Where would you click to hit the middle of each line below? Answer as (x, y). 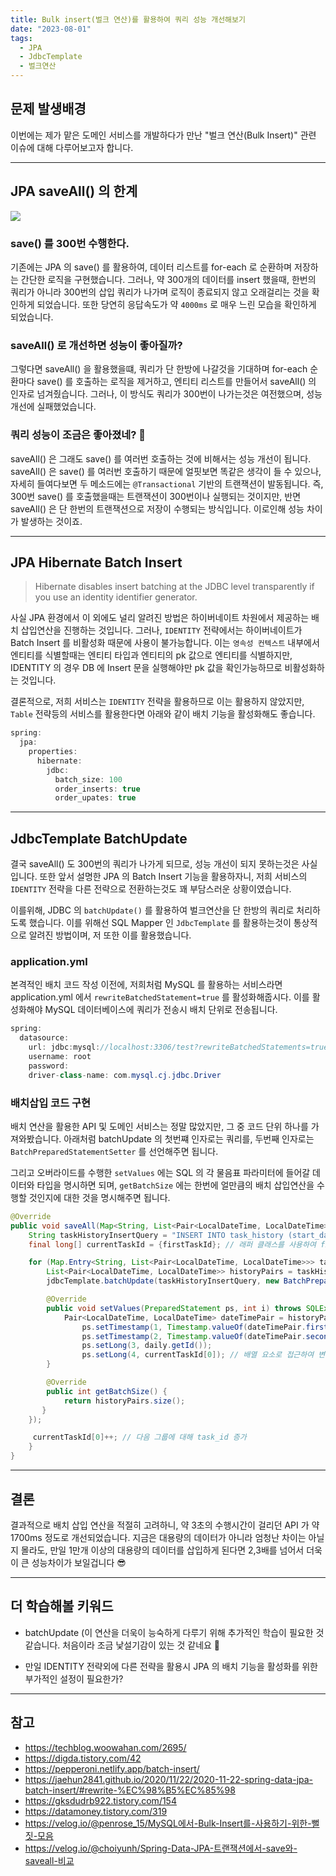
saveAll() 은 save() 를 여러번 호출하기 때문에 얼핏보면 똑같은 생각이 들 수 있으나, (166, 471)
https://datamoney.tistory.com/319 (96, 1811)
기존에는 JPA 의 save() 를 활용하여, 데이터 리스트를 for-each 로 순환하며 (151, 267)
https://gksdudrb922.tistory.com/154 (100, 1800)
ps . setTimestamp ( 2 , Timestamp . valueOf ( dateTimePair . (194, 1336)
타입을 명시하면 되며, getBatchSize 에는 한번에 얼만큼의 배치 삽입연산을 (175, 1185)
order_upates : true (95, 798)
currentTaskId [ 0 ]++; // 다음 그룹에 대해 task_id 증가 (139, 1437)
